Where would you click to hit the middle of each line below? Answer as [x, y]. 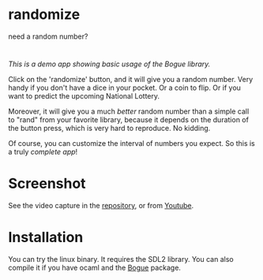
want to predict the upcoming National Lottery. [84, 96]
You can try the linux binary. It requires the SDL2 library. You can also [121, 259]
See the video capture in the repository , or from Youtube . [101, 206]
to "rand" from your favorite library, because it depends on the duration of [128, 120]
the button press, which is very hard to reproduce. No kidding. [109, 129]
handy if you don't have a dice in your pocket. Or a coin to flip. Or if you [124, 88]
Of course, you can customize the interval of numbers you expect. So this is [131, 144]
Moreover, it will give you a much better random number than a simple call [129, 111]
